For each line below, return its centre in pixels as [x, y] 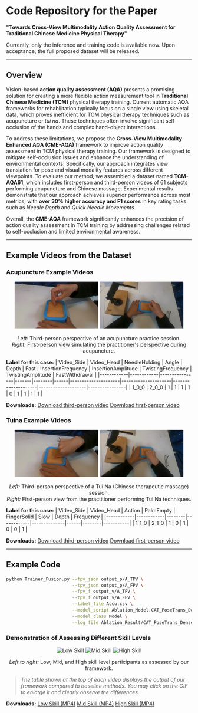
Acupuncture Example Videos [50, 272]
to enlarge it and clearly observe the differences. [80, 692]
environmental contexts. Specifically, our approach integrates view [87, 163]
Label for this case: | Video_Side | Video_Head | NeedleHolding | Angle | [94, 362]
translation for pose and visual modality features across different [85, 170]
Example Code [33, 565]
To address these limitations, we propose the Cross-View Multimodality [94, 138]
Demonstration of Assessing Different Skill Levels [79, 638]
